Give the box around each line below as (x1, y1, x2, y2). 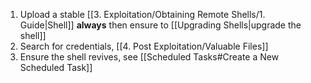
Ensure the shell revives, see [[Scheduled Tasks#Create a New (19, 51, 280, 63)
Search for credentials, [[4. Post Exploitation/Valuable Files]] (19, 40, 269, 52)
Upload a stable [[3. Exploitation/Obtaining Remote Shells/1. (19, 9, 266, 20)
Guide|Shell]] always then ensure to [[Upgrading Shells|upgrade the (19, 19, 302, 31)
